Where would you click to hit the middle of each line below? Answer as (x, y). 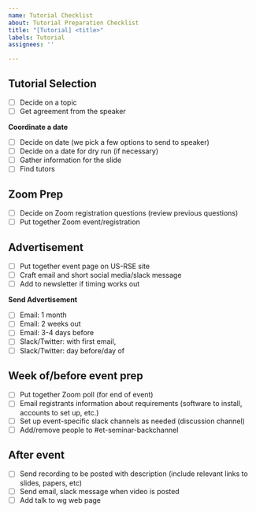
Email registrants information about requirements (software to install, (131, 404)
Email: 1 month (43, 315)
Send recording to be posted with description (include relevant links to (134, 474)
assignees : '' (32, 45)
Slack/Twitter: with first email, (68, 341)
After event (37, 455)
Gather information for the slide (70, 160)
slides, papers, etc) (51, 483)
